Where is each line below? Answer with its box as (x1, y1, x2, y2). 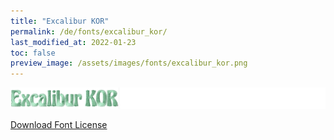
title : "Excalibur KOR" (10, 16, 110, 26)
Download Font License (10, 119, 108, 131)
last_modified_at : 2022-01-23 (10, 37, 137, 47)
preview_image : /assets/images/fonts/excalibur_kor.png (10, 58, 248, 69)
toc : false (10, 48, 56, 58)
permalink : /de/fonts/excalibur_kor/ (10, 26, 168, 37)
